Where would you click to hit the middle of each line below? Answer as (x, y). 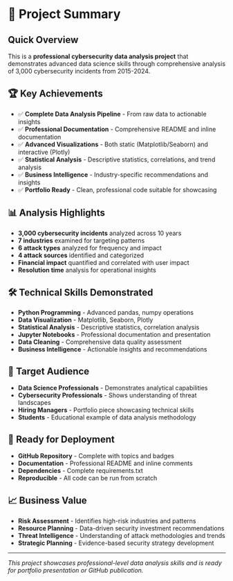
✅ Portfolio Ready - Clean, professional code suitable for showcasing (117, 189)
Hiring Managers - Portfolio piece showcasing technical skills (106, 410)
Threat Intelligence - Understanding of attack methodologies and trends (121, 535)
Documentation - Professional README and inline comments (105, 463)
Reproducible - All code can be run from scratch (87, 478)
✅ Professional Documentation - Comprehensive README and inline (117, 129)
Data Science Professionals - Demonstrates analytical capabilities (113, 388)
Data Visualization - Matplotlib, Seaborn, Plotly (85, 320)
